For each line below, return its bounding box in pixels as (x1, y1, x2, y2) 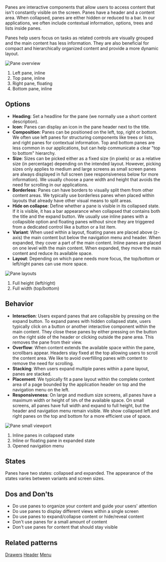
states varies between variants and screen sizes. (5, 476, 105, 482)
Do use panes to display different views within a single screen (12, 508, 139, 514)
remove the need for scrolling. (12, 360, 74, 366)
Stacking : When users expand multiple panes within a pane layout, (12, 366, 150, 372)
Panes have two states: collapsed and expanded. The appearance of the (5, 470, 153, 476)
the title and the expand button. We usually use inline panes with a (12, 213, 148, 219)
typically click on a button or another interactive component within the (12, 323, 156, 329)
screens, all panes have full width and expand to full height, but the (12, 402, 150, 408)
